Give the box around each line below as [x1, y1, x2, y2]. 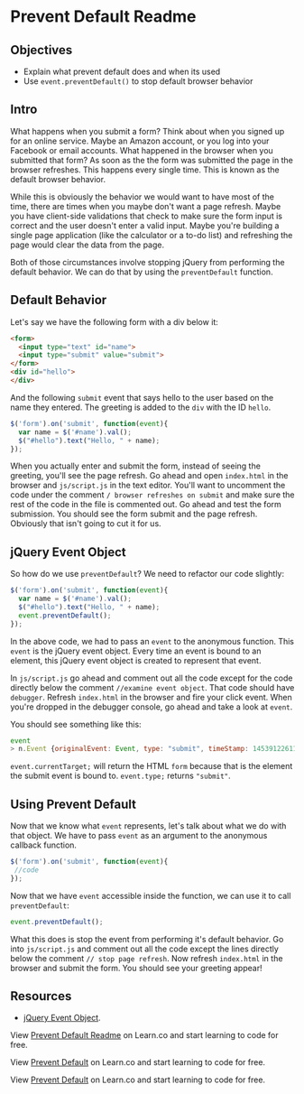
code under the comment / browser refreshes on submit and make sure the [10, 489, 295, 500]
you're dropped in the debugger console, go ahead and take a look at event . [10, 701, 293, 712]
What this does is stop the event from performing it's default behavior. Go [10, 933, 284, 944]
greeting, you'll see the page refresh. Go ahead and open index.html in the [10, 470, 289, 481]
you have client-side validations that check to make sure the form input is [10, 210, 283, 221]
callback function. [10, 839, 78, 850]
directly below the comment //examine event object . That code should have [10, 681, 295, 692]
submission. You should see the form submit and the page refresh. [10, 508, 258, 520]
